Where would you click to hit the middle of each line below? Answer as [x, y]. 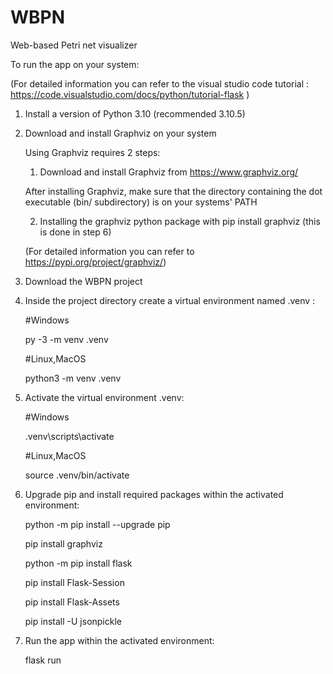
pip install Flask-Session [74, 582]
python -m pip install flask [78, 563]
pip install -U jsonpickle [73, 621]
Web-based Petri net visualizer [74, 45]
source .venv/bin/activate [77, 475]
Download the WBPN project [83, 281]
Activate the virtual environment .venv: [104, 397]
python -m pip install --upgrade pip [97, 524]
